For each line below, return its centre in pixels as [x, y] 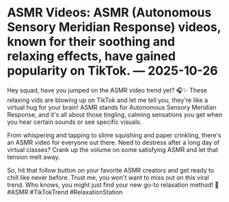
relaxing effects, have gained [92, 56]
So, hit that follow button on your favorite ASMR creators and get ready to [111, 170]
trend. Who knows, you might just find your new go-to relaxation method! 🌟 [113, 185]
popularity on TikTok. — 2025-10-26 [112, 71]
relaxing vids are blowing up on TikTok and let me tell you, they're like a [108, 100]
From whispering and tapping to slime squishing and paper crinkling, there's [114, 135]
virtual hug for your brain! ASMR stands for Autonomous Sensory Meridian [112, 107]
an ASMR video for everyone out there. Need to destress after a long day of [113, 142]
